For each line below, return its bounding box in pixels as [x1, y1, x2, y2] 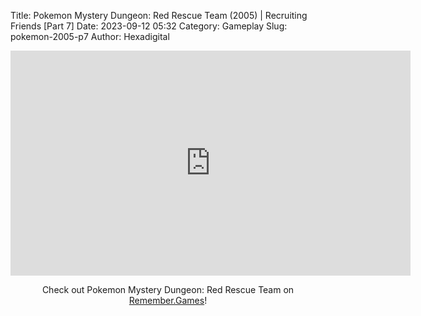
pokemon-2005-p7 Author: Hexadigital [10, 31, 170, 42]
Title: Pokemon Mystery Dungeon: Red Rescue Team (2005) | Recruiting [10, 10, 308, 21]
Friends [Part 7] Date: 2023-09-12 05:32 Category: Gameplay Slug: [10, 20, 288, 32]
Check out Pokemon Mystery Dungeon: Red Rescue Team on [41, 284, 295, 295]
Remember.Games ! [128, 295, 208, 306]
